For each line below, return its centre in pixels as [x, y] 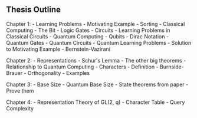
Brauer [14, 73]
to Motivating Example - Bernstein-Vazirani [58, 49]
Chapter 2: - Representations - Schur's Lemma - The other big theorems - [96, 60]
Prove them [20, 90]
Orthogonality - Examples [59, 73]
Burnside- [172, 67]
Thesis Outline [33, 10]
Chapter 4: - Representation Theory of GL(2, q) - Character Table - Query [96, 102]
